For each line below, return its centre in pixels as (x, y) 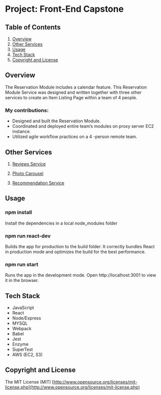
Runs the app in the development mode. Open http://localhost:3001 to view (81, 275)
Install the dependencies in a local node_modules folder (61, 223)
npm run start (22, 264)
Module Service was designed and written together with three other (73, 92)
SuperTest (23, 349)
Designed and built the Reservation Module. (57, 121)
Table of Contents (33, 27)
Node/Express (27, 318)
